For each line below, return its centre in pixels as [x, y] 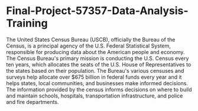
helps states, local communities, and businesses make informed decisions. [97, 83]
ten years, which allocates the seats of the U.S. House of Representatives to [99, 64]
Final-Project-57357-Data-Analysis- [97, 11]
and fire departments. [33, 102]
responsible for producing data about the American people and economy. [95, 52]
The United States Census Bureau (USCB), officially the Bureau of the [91, 39]
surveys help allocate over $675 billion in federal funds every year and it [94, 77]
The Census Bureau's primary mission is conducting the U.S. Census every [98, 58]
